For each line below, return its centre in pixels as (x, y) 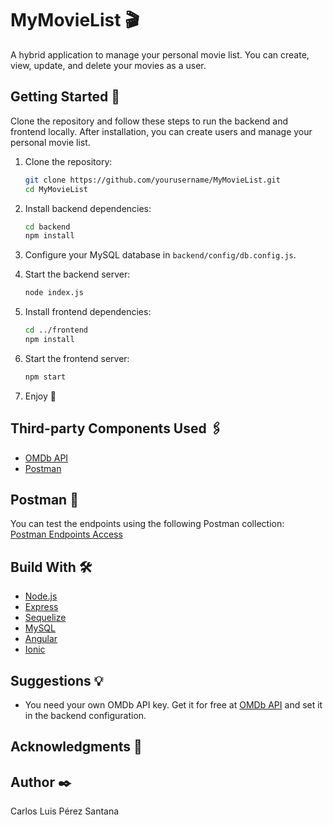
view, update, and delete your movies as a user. (108, 65)
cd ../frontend (56, 330)
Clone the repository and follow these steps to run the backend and (149, 121)
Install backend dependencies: (88, 208)
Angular (41, 639)
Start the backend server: (77, 274)
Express (41, 607)
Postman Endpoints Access (66, 534)
